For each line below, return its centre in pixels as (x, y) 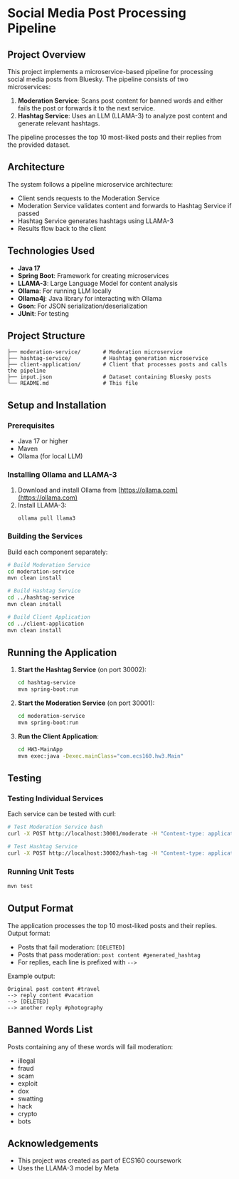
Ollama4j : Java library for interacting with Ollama (90, 298)
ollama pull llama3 (47, 518)
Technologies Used (51, 251)
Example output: (31, 976)
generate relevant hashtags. (59, 123)
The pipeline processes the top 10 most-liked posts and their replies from (115, 137)
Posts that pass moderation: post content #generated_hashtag (109, 954)
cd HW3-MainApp (40, 749)
